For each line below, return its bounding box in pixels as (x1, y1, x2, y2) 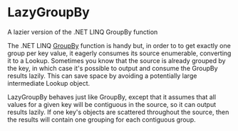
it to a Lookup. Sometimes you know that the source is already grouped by (7, 56, 226, 64)
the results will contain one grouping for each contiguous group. (7, 115, 196, 124)
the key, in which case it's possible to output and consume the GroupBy (7, 64, 219, 72)
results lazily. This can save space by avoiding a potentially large (7, 72, 197, 80)
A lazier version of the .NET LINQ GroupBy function (7, 28, 158, 36)
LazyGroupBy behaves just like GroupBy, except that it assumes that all (7, 93, 216, 101)
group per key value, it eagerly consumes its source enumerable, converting (7, 49, 232, 57)
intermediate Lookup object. (7, 79, 90, 87)
